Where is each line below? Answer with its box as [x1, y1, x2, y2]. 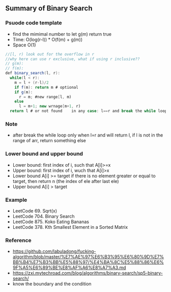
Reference [5, 236, 32, 244]
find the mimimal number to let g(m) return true [12, 31, 112, 37]
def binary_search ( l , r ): [5, 71, 60, 76]
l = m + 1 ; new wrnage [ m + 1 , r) [18, 104, 81, 109]
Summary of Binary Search [5, 4, 93, 13]
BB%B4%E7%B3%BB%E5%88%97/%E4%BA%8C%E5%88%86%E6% [12, 259, 164, 266]
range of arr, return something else [12, 138, 87, 144]
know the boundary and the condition [12, 281, 92, 287]
